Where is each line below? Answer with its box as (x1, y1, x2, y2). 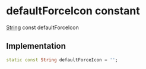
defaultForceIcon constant (6, 4, 141, 18)
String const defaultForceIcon (6, 24, 79, 31)
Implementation (6, 41, 66, 51)
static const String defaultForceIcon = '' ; (6, 57, 118, 63)
